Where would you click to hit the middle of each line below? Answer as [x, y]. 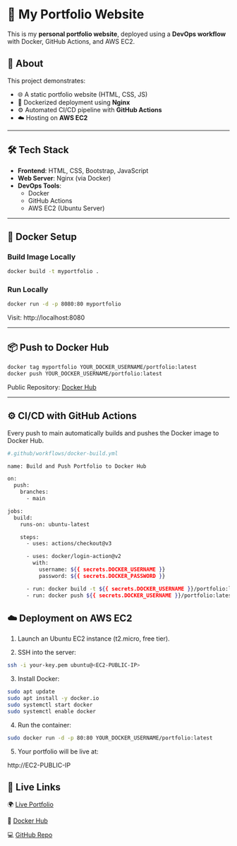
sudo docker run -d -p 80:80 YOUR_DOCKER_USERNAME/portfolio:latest [110, 738]
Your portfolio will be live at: [58, 751]
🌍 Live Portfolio [31, 804]
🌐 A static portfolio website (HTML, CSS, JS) [83, 94]
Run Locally [28, 290]
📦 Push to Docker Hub [58, 348]
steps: [30, 537]
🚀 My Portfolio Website [76, 14]
